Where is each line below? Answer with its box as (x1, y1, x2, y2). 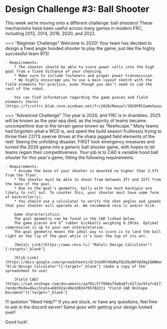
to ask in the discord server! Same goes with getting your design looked (5, 304, 153, 310)
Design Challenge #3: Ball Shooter (5, 3, 150, 15)
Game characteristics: (14, 212, 61, 217)
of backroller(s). (5, 195, 43, 199)
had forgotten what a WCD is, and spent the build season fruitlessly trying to (5, 128, 162, 134)
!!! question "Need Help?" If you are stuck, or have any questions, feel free (5, 299, 158, 305)
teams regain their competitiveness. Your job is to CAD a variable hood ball (5, 149, 159, 155)
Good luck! (5, 319, 28, 325)
